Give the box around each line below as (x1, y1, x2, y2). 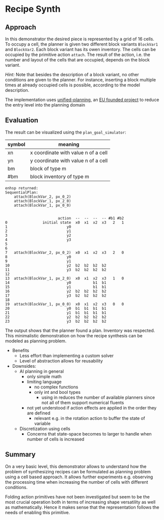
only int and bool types (34, 389, 81, 395)
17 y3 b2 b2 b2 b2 (5, 293, 107, 298)
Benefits (12, 347, 29, 353)
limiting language (27, 379, 62, 384)
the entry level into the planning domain (5, 102, 85, 108)
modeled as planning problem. (5, 338, 67, 344)
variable (34, 420, 51, 426)
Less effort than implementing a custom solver (19, 353, 114, 358)
